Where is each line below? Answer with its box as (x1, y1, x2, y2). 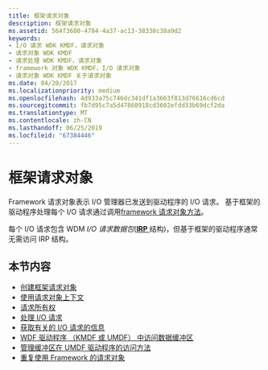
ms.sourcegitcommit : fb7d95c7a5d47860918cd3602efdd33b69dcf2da (8, 101, 225, 109)
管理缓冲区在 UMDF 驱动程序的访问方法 (19, 343, 151, 352)
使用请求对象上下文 (19, 293, 85, 302)
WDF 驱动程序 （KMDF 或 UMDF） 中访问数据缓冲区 (19, 333, 194, 343)
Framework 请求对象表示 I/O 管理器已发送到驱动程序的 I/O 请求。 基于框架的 (8, 196, 261, 206)
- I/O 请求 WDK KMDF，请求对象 (8, 42, 105, 50)
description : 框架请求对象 (8, 19, 92, 27)
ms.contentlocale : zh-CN (8, 117, 92, 125)
